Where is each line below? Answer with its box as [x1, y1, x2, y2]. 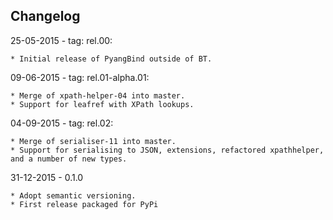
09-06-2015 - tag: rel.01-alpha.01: [10, 71, 150, 83]
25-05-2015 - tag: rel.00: [10, 34, 113, 46]
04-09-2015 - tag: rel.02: [10, 117, 114, 129]
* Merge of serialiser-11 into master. [10, 136, 177, 146]
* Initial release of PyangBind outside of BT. [10, 54, 213, 64]
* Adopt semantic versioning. [10, 190, 137, 201]
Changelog [10, 8, 81, 25]
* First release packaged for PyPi [10, 199, 159, 209]
